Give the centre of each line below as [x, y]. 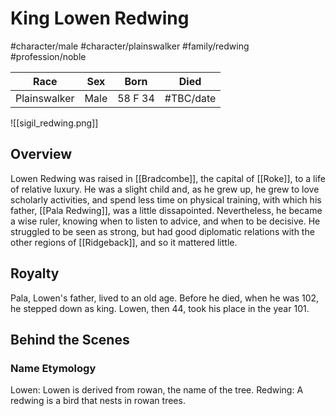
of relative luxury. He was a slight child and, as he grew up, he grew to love [165, 189]
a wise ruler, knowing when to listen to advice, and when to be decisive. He [165, 221]
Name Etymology [53, 368]
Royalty [35, 273]
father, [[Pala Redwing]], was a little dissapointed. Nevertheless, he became [166, 210]
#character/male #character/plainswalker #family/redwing [130, 46]
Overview [41, 154]
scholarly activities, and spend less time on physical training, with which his [166, 199]
